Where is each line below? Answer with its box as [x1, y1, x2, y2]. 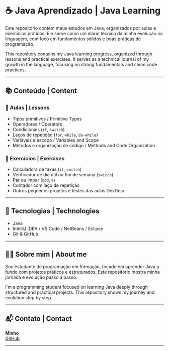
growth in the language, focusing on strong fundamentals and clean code [5, 61, 157, 67]
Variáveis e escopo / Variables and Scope [12, 137, 99, 143]
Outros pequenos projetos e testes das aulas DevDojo [12, 187, 125, 193]
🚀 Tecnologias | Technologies [5, 207, 100, 215]
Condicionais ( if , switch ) [12, 126, 65, 132]
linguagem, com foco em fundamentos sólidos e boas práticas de [5, 36, 141, 42]
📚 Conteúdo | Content [5, 87, 77, 95]
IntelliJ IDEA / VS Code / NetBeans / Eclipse [12, 225, 103, 231]
